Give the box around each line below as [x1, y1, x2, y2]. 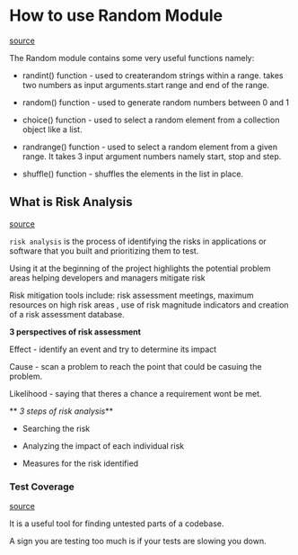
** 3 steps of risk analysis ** [9, 406, 114, 416]
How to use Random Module [9, 5, 223, 26]
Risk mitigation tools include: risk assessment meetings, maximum [9, 290, 254, 300]
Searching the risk [22, 423, 91, 434]
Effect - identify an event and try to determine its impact [9, 344, 217, 354]
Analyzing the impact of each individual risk [22, 440, 185, 451]
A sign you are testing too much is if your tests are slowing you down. [9, 536, 267, 547]
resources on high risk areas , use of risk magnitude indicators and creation [9, 299, 289, 310]
